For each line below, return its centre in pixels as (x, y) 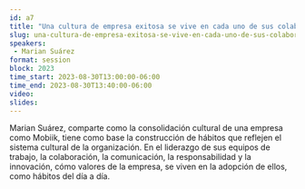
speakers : (28, 43)
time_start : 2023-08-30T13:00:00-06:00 (85, 77)
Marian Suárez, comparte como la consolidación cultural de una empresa (146, 128)
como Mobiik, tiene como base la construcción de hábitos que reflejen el (146, 138)
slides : (24, 102)
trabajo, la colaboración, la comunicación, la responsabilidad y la (130, 157)
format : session (40, 60)
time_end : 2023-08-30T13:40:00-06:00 (81, 85)
